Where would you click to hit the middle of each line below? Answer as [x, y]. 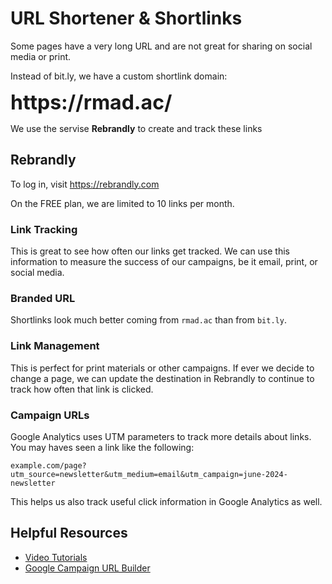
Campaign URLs [50, 415]
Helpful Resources [69, 533]
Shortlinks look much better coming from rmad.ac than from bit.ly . [148, 320]
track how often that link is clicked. [82, 389]
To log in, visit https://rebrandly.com [85, 184]
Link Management [55, 346]
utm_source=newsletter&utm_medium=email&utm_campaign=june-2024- [149, 474]
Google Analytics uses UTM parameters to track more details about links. [161, 436]
